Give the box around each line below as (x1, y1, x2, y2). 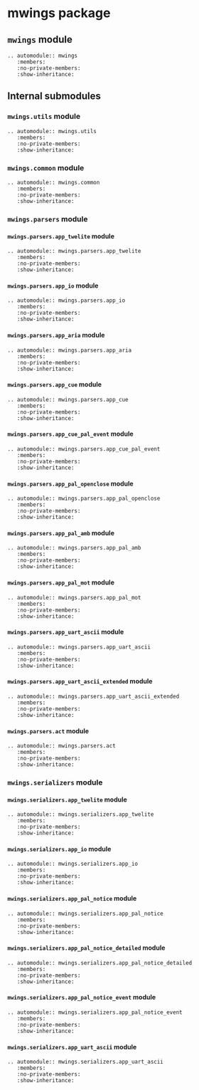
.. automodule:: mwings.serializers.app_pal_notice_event (7, 1009, 183, 1016)
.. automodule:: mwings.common (7, 179, 100, 186)
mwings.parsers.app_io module (7, 281, 99, 290)
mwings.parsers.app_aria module (7, 330, 105, 339)
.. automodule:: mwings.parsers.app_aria (7, 347, 132, 354)
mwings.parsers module (7, 214, 88, 224)
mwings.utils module (7, 112, 80, 122)
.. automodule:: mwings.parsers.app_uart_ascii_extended (7, 693, 180, 700)
